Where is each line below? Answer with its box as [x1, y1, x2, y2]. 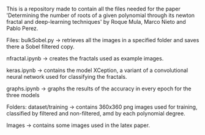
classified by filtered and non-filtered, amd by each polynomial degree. [6, 110, 185, 117]
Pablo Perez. [6, 24, 39, 32]
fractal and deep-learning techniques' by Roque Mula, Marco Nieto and [6, 18, 187, 25]
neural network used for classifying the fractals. [6, 73, 127, 80]
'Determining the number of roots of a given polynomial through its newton [6, 12, 195, 19]
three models [6, 92, 40, 98]
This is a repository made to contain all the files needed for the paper [6, 5, 181, 12]
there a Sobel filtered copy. [6, 43, 75, 50]
